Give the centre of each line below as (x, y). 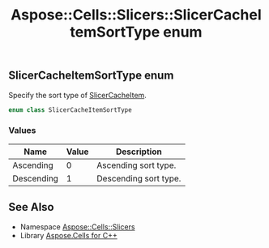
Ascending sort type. (137, 165)
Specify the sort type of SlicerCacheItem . (78, 95)
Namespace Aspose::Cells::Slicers (77, 227)
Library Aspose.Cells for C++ (68, 235)
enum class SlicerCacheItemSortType (70, 110)
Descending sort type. (139, 178)
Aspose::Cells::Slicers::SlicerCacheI (136, 15)
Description (139, 152)
